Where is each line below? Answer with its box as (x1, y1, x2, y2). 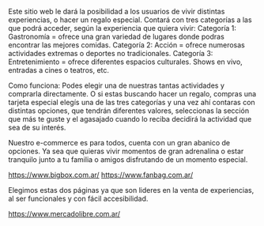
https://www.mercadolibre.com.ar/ (8, 209, 121, 218)
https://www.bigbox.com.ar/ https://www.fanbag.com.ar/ (8, 170, 194, 179)
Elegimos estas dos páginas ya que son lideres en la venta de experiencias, (8, 186, 255, 194)
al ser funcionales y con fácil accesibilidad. (8, 194, 149, 203)
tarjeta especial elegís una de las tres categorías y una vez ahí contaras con (8, 98, 255, 107)
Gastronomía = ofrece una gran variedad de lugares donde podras (8, 32, 225, 41)
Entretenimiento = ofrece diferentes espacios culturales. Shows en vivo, (8, 57, 243, 66)
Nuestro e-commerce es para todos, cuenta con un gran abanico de (8, 138, 231, 147)
